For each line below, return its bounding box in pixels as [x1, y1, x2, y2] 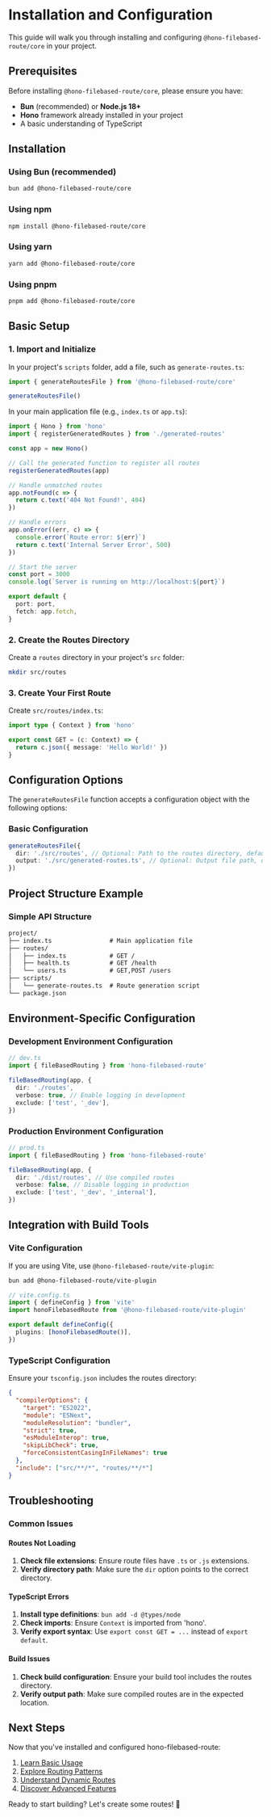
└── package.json [8, 989, 67, 997]
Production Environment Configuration [8, 1125, 164, 1137]
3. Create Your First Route [8, 687, 111, 698]
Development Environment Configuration [8, 1036, 173, 1047]
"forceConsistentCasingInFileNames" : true [23, 1449, 168, 1457]
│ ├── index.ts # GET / [8, 952, 135, 960]
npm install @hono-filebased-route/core [8, 222, 147, 230]
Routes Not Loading [8, 1537, 77, 1548]
